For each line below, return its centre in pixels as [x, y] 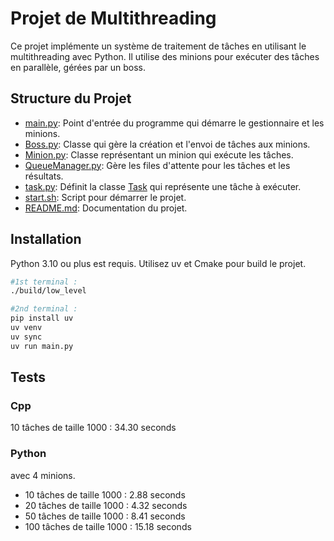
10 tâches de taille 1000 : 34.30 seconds [93, 428]
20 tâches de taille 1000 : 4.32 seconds [106, 505]
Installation [46, 239]
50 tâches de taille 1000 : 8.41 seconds [105, 516]
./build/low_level [48, 291]
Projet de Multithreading [113, 18]
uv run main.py [42, 346]
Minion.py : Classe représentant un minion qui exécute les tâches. [159, 154]
